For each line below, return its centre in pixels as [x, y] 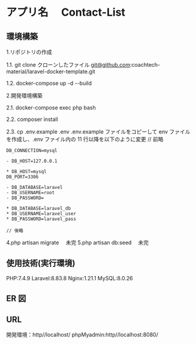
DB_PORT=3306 [22, 177]
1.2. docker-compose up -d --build [49, 83]
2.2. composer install [32, 119]
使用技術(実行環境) [41, 263]
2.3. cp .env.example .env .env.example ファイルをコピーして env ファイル [98, 132]
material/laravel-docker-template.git [51, 72]
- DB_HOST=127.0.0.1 [32, 161]
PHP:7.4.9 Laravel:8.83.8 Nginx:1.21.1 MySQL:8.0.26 [70, 278]
